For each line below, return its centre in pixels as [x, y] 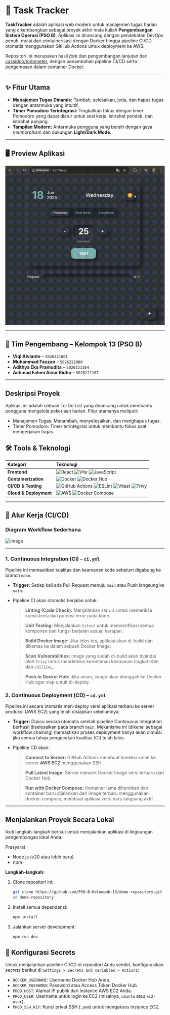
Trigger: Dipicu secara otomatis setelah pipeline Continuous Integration [87, 722]
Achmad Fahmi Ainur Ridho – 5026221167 [55, 373]
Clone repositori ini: [33, 882]
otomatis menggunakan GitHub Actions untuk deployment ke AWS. [75, 46]
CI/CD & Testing [25, 486]
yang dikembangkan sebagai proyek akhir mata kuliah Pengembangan [79, 29]
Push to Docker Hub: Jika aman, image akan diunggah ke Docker [93, 676]
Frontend [17, 472]
